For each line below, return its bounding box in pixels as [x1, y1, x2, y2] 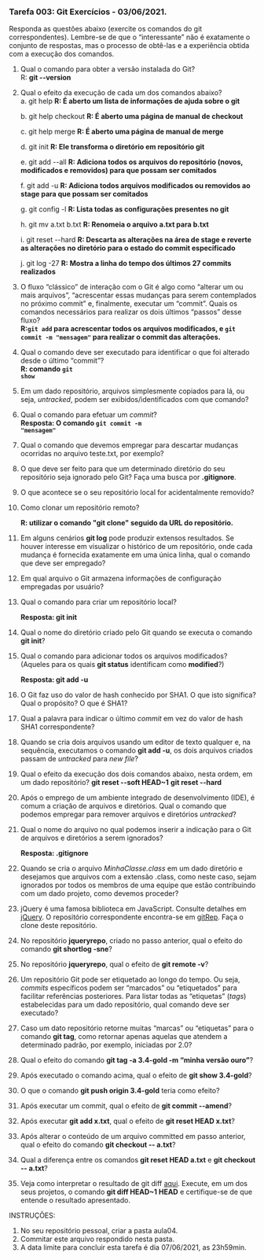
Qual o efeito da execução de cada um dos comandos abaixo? [20, 88, 222, 98]
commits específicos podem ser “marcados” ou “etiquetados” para [20, 983, 238, 993]
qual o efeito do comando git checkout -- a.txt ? [20, 1140, 176, 1150]
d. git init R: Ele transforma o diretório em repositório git [20, 142, 205, 152]
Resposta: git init [20, 613, 78, 622]
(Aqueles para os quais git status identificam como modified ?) [20, 660, 225, 669]
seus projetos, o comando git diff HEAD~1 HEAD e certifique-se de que [20, 1187, 253, 1197]
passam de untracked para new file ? [20, 754, 139, 764]
